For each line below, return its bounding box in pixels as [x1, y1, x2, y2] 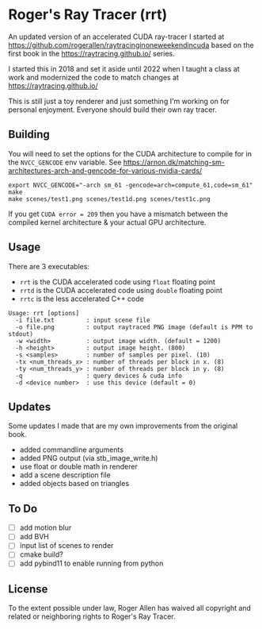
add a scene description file [19, 470, 111, 480]
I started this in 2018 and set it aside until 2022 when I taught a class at [8, 64, 240, 73]
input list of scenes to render [19, 541, 114, 550]
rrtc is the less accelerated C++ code [19, 294, 144, 303]
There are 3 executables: [8, 261, 89, 271]
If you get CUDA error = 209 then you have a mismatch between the [8, 209, 228, 218]
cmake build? [19, 550, 63, 559]
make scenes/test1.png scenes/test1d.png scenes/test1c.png [8, 195, 211, 203]
